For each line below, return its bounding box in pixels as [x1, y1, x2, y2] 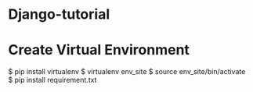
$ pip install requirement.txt [8, 76, 97, 85]
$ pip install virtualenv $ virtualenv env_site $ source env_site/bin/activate [8, 67, 246, 76]
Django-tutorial [8, 5, 110, 23]
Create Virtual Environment [8, 41, 190, 59]
